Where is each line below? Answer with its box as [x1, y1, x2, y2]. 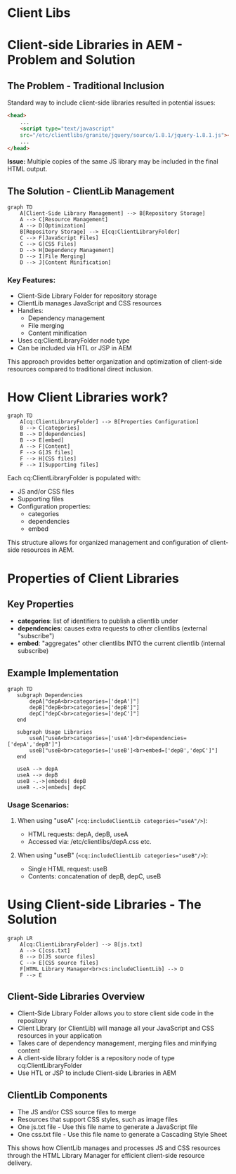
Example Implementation [7, 667, 119, 679]
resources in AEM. [20, 546, 74, 554]
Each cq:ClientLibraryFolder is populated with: [7, 474, 141, 482]
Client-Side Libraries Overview [7, 990, 145, 1002]
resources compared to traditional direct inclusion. [7, 364, 153, 373]
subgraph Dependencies [16, 692, 83, 699]
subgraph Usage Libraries [16, 729, 93, 736]
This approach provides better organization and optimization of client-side [7, 357, 223, 366]
